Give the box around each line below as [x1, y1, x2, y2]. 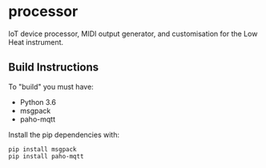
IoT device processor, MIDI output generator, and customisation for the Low [8, 29, 258, 38]
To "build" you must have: [8, 82, 94, 91]
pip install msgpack [8, 145, 78, 154]
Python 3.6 [19, 97, 56, 106]
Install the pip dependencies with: [8, 130, 120, 139]
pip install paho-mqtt [8, 152, 84, 160]
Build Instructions [8, 61, 99, 74]
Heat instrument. [8, 37, 64, 46]
